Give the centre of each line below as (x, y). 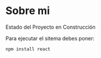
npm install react (28, 49)
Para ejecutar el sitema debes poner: (50, 38)
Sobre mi (28, 11)
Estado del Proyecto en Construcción (51, 27)
